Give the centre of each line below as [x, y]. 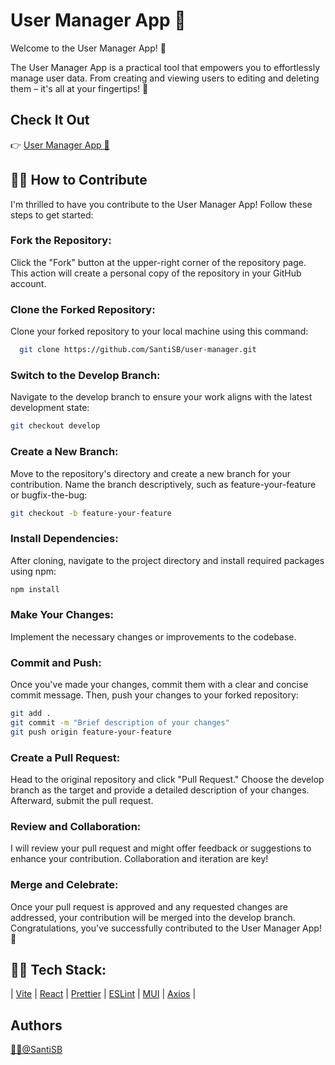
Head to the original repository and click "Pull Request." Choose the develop [167, 780]
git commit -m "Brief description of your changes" [120, 723]
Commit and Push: [56, 662]
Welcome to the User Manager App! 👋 [88, 48]
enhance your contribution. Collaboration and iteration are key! [139, 859]
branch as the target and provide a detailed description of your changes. [160, 790]
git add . [31, 714]
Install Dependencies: [64, 539]
